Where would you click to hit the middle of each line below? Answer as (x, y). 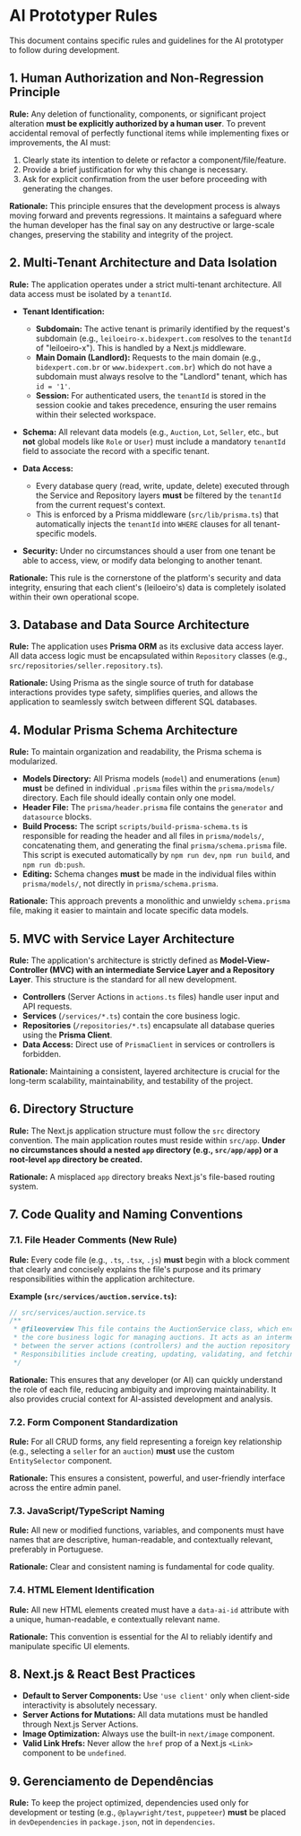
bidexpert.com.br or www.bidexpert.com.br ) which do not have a (154, 367)
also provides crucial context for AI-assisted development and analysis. (141, 1399)
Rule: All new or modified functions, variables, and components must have (147, 1530)
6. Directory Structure (72, 1109)
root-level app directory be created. (76, 1159)
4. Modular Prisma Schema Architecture (124, 730)
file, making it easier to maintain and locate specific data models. (129, 911)
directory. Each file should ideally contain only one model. (129, 798)
